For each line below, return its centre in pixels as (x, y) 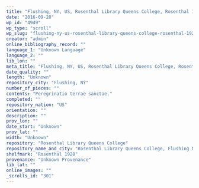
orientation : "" (26, 110)
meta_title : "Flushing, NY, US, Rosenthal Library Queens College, (91, 66)
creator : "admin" (28, 39)
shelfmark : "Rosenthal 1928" (42, 154)
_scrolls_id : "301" (30, 176)
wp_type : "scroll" (29, 28)
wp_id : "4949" (24, 22)
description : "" (26, 116)
